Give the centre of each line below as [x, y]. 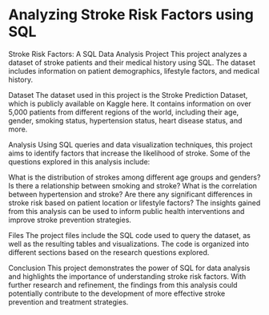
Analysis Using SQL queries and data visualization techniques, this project [130, 144]
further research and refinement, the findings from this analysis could [123, 285]
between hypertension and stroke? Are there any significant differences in [130, 194]
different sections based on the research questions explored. [109, 252]
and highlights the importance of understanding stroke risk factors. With [127, 276]
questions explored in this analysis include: [79, 161]
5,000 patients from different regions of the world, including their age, [124, 112]
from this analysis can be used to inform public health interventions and [126, 211]
